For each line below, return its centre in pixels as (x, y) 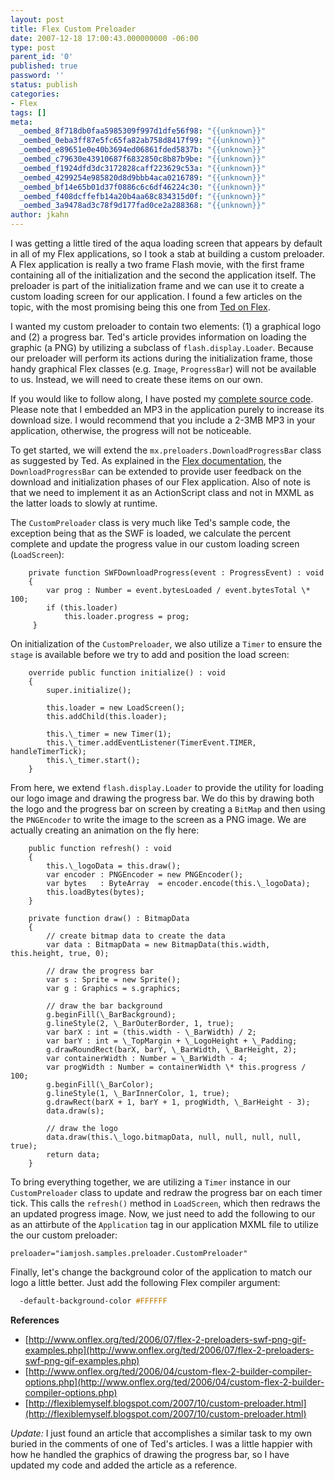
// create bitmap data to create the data (136, 936)
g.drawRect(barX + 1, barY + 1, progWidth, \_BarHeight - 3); (178, 1102)
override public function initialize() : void (127, 673)
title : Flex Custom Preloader (73, 29)
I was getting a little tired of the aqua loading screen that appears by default (166, 243)
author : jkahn (40, 215)
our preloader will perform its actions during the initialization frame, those (161, 358)
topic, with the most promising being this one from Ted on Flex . (140, 307)
